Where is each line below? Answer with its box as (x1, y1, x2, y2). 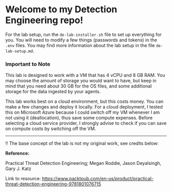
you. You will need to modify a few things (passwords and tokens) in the (5, 37, 157, 43)
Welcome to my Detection (5, 4, 118, 15)
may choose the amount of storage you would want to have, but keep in (5, 78, 157, 84)
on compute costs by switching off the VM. (5, 125, 96, 132)
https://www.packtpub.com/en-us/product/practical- (41, 176, 154, 182)
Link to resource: (5, 176, 41, 182)
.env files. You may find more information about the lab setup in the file (5, 42, 155, 48)
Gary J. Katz (5, 165, 32, 172)
